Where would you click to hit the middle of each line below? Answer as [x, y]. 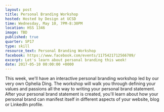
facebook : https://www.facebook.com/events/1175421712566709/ [70, 55]
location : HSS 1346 [25, 28]
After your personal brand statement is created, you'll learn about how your [82, 94]
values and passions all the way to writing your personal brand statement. [80, 89]
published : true [22, 37]
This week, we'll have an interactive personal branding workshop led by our [82, 79]
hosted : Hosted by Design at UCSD [41, 19]
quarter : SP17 [20, 42]
